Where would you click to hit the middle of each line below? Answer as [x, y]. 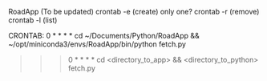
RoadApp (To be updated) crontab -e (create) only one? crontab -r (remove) [134, 12]
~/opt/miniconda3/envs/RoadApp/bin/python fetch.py [97, 44]
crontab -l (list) [33, 20]
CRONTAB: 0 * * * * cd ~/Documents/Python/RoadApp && [104, 36]
